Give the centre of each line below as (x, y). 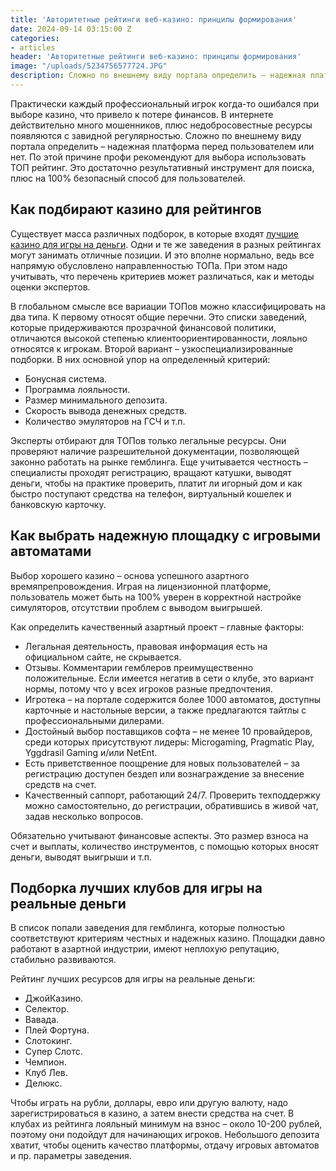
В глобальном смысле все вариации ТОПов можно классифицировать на (168, 306)
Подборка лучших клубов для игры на (136, 887)
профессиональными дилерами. (94, 720)
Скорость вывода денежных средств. (105, 410)
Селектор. (47, 1009)
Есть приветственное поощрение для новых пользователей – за (162, 763)
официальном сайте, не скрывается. (103, 657)
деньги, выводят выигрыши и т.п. (81, 857)
